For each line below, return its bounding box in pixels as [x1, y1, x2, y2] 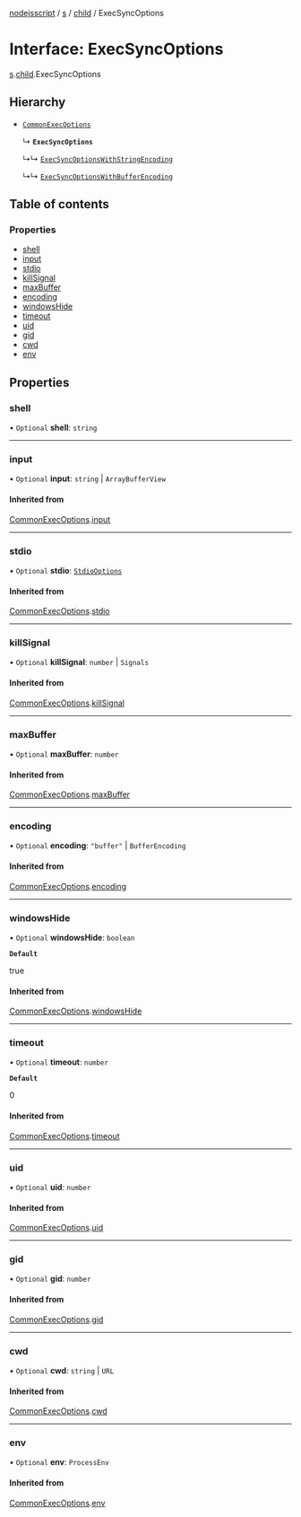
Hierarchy [9, 94, 66, 110]
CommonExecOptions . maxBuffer [9, 789, 131, 800]
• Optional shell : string [9, 422, 98, 434]
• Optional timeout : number [9, 1057, 109, 1067]
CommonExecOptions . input [9, 513, 111, 524]
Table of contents [9, 197, 109, 212]
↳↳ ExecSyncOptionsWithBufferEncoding [21, 171, 173, 181]
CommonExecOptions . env [9, 1497, 106, 1508]
